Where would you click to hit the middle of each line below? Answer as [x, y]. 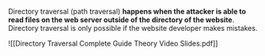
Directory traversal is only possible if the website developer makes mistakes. [133, 28]
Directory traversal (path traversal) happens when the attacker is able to [127, 11]
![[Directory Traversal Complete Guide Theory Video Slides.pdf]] [113, 43]
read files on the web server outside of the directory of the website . [121, 20]
